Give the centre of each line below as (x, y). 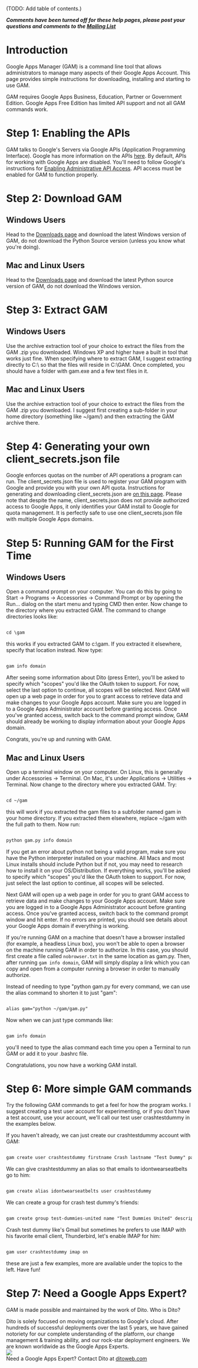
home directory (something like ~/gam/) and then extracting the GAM (90, 416)
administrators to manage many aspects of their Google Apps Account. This (98, 73)
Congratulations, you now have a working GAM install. (72, 1065)
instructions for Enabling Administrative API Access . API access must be (94, 168)
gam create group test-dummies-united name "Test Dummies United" (89, 1219)
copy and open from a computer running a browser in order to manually (93, 969)
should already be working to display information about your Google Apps (96, 722)
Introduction (37, 50)
